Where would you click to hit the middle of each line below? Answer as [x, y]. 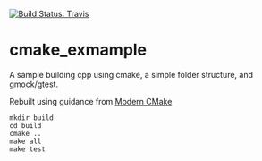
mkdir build [31, 118]
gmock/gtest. [34, 84]
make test [28, 149]
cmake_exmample [78, 50]
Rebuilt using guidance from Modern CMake [91, 101]
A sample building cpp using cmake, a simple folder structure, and [131, 74]
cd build [25, 125]
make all [25, 141]
